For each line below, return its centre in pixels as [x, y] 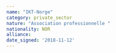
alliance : [19, 35]
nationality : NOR [28, 29]
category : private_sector [39, 18]
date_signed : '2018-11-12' [41, 40]
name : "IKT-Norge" [30, 12]
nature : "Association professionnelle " [59, 23]
